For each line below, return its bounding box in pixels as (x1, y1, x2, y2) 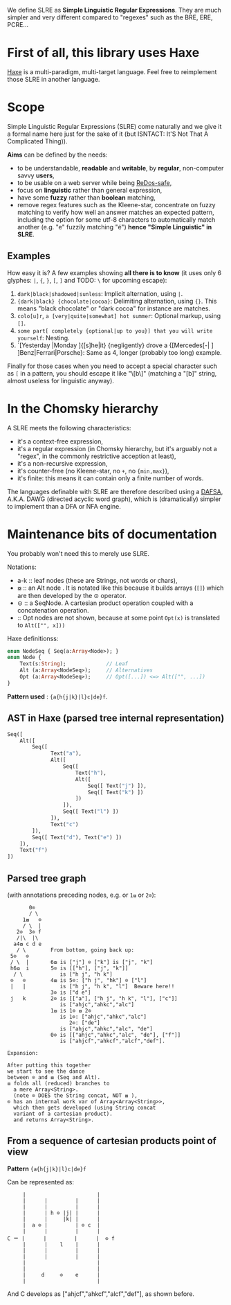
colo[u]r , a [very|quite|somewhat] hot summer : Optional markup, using (17, 311, 221, 319)
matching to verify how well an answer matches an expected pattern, (17, 208, 214, 216)
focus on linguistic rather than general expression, (17, 186, 163, 194)
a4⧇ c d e (13, 940, 42, 947)
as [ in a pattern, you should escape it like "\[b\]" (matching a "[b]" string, (7, 369, 217, 377)
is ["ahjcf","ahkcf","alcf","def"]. (59, 1037, 166, 1044)
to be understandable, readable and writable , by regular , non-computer (17, 164, 224, 172)
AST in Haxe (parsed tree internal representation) (7, 712, 225, 724)
